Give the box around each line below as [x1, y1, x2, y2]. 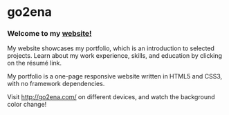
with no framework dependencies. [7, 80, 105, 88]
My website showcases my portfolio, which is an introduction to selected [7, 44, 214, 52]
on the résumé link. [7, 59, 62, 67]
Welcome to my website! [7, 29, 92, 39]
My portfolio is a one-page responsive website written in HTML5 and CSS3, [7, 72, 223, 81]
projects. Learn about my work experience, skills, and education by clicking [7, 52, 223, 60]
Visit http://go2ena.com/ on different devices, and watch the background [7, 93, 216, 101]
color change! [7, 101, 47, 109]
